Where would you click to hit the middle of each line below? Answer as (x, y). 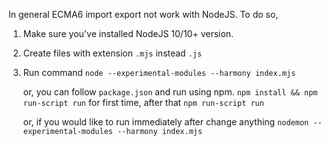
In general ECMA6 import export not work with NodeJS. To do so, (143, 14)
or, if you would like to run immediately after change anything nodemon (166, 122)
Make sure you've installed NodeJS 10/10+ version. (128, 33)
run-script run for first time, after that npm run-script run (143, 102)
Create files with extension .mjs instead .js (112, 53)
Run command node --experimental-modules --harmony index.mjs (159, 72)
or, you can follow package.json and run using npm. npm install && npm (170, 92)
